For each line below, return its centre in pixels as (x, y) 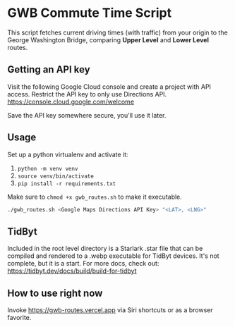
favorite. (19, 318)
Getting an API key (49, 69)
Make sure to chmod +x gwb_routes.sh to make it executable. (95, 197)
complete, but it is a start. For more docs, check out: (83, 264)
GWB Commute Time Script (89, 13)
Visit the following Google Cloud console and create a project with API (109, 87)
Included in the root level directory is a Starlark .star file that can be (105, 249)
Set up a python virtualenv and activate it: (68, 154)
